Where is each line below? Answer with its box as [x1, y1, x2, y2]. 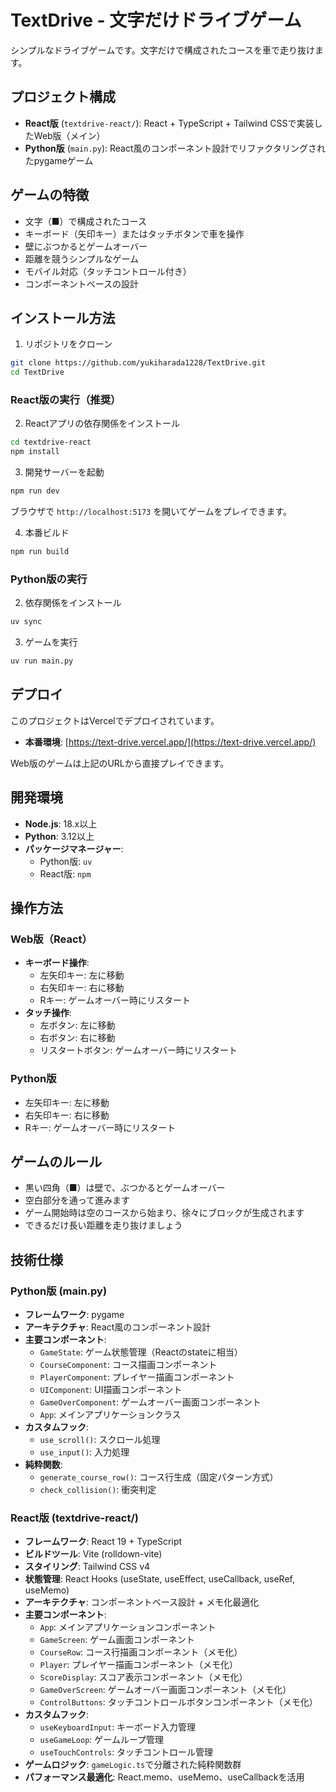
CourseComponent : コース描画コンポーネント [39, 1359, 218, 1371]
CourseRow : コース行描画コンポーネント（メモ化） [39, 1646, 243, 1658]
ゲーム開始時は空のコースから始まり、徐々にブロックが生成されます [24, 1207, 305, 1219]
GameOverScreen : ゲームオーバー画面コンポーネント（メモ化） [39, 1684, 292, 1696]
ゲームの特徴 [10, 187, 90, 204]
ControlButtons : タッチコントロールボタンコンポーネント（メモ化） [39, 1696, 318, 1708]
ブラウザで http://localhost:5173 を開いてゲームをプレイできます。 [10, 506, 292, 518]
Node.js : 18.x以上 [24, 817, 98, 830]
